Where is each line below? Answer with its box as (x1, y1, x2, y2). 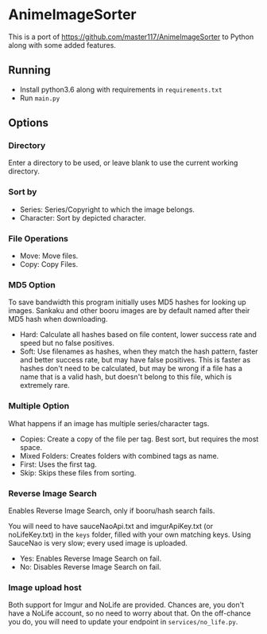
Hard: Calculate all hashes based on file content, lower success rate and (19, 330, 257, 339)
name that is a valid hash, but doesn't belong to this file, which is (19, 372, 232, 382)
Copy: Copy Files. (19, 260, 78, 269)
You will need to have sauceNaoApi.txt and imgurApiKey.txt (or (8, 521, 213, 530)
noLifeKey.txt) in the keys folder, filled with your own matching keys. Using (8, 530, 252, 539)
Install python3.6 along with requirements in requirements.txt (19, 84, 222, 94)
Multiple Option (8, 401, 70, 412)
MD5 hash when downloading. (8, 315, 108, 324)
